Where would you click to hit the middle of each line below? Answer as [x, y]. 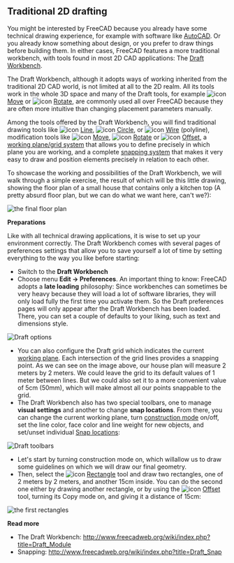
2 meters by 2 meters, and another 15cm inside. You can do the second [120, 481]
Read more [23, 523]
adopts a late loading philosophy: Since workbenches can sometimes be [122, 286]
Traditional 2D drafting [57, 12]
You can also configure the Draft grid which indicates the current [111, 350]
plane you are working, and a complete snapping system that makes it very [115, 152]
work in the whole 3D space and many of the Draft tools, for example [107, 94]
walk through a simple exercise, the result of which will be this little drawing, [117, 180]
